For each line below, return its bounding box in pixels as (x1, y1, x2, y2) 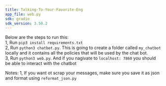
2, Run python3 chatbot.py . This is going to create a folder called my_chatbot (5, 45, 161, 51)
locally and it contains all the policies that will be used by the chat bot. (5, 50, 148, 56)
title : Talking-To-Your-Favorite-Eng (5, 7, 83, 12)
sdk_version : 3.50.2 (5, 21, 48, 26)
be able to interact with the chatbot (5, 60, 77, 66)
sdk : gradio (5, 16, 30, 21)
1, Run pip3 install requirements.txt (5, 40, 83, 46)
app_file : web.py (5, 12, 41, 17)
